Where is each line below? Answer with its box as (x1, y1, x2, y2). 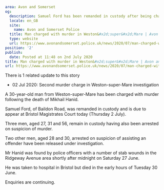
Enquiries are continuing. (5, 179, 55, 185)
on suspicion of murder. (5, 126, 53, 132)
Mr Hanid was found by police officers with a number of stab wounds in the (5, 150, 157, 156)
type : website (9, 37, 38, 42)
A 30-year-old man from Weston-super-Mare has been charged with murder (5, 91, 159, 97)
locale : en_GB (9, 18, 38, 23)
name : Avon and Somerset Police (14, 27, 80, 32)
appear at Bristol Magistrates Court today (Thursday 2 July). (5, 111, 126, 117)
